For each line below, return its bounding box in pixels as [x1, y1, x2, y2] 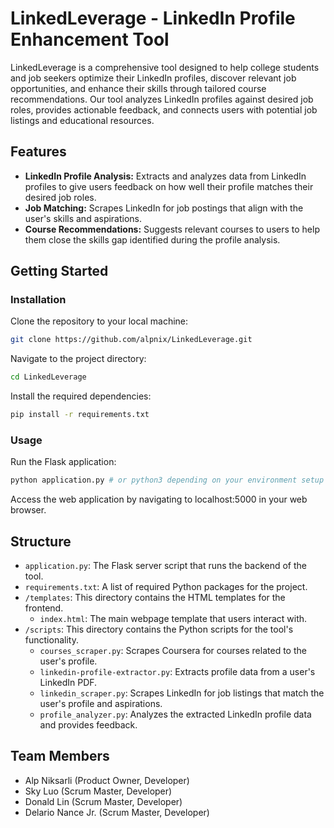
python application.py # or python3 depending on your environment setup [10, 475, 325, 486]
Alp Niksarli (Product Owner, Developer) [24, 774, 190, 786]
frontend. [24, 602, 64, 614]
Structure [10, 533, 72, 550]
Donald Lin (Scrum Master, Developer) [24, 795, 183, 807]
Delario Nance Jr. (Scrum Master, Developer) [24, 806, 210, 818]
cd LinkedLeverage [10, 372, 87, 382]
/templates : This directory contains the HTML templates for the [24, 592, 286, 604]
